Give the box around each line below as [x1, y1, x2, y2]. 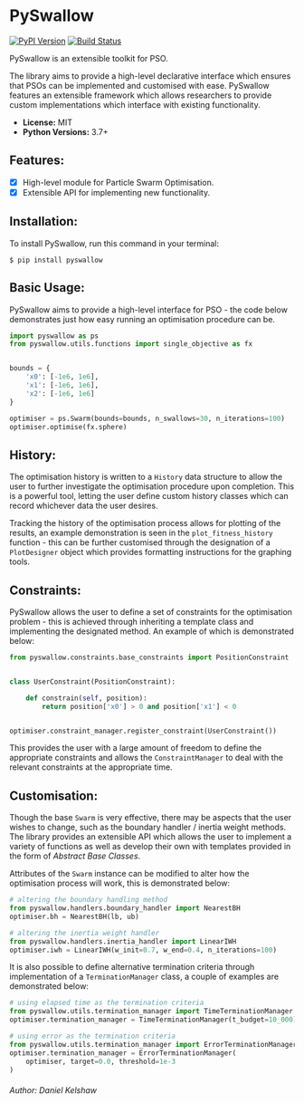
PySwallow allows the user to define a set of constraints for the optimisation [9, 607, 292, 617]
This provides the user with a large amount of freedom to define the [9, 743, 262, 753]
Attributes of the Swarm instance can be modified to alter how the [9, 868, 250, 879]
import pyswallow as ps [9, 331, 100, 340]
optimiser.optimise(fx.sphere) [9, 422, 128, 431]
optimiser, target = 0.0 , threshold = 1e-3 [25, 1057, 176, 1066]
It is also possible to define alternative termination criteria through [9, 962, 255, 973]
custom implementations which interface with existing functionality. [9, 99, 261, 110]
